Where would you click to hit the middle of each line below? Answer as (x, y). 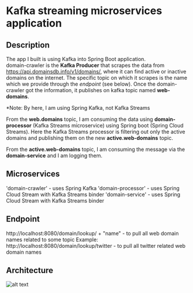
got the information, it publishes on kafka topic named (91, 90)
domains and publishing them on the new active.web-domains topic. (90, 138)
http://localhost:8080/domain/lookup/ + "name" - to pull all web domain (92, 233)
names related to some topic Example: (52, 240)
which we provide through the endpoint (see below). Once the (81, 84)
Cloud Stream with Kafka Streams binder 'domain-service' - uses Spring (93, 194)
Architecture (30, 270)
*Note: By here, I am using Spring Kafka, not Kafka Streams (78, 108)
